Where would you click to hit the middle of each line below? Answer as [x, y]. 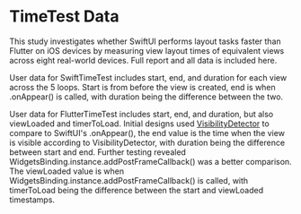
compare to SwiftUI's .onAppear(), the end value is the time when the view [147, 133]
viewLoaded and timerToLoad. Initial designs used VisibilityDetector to [139, 124]
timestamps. [32, 200]
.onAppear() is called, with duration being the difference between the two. [146, 97]
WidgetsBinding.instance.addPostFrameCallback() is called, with [129, 180]
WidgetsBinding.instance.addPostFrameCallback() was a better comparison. [150, 161]
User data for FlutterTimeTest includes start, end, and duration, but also [142, 114]
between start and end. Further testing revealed [98, 152]
